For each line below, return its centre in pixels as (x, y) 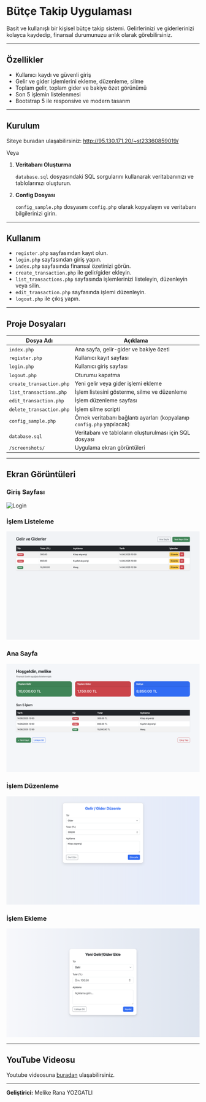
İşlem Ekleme (27, 918)
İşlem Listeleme (30, 522)
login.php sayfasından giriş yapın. (58, 260)
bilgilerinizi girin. (36, 213)
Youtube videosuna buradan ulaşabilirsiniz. (61, 1075)
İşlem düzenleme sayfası (106, 401)
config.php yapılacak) (102, 424)
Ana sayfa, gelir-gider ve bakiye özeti (122, 349)
